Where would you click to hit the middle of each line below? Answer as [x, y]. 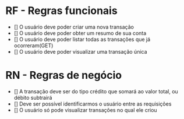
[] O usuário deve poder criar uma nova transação [74, 27]
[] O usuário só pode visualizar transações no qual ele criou [86, 110]
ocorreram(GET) [33, 45]
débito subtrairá [33, 97]
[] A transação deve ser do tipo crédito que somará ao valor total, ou [96, 91]
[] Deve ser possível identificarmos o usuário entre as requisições [93, 104]
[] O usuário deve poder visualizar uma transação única [80, 51]
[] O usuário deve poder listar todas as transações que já [82, 39]
